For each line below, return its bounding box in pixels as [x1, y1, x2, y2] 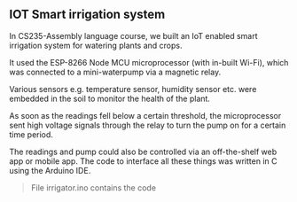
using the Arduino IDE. [9, 165, 91, 175]
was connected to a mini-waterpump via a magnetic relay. [9, 66, 222, 77]
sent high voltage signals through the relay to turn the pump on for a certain [9, 120, 286, 130]
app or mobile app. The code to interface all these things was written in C [9, 155, 277, 167]
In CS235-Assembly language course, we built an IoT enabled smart [9, 30, 259, 41]
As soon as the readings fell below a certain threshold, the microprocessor [9, 110, 282, 120]
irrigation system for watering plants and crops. [9, 40, 183, 50]
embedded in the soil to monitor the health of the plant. [9, 93, 211, 104]
